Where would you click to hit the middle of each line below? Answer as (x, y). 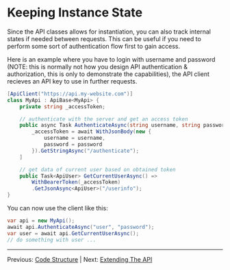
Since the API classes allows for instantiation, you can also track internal (109, 32)
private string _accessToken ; (63, 107)
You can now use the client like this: (57, 208)
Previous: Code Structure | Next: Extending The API (80, 259)
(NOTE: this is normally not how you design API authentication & (98, 66)
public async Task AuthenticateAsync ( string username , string (110, 125)
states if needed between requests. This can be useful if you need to (104, 38)
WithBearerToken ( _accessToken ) (76, 182)
